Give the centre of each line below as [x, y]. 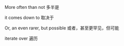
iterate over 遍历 [21, 38]
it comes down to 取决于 [29, 18]
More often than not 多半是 [32, 7]
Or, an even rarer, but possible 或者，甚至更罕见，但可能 [62, 28]
